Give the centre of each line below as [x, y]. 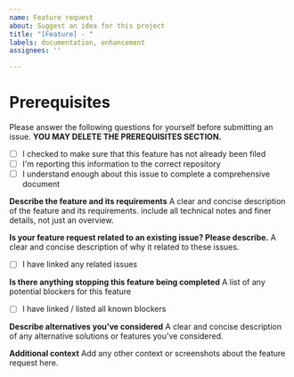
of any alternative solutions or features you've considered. [117, 336]
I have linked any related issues [80, 265]
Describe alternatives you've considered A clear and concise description [146, 327]
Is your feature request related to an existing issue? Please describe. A [143, 238]
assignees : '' [36, 51]
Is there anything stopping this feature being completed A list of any [137, 283]
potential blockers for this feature [70, 291]
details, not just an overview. [61, 220]
